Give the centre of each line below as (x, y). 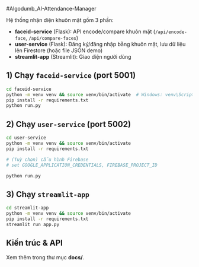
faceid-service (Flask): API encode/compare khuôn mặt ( (85, 31)
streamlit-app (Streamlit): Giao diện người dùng (73, 57)
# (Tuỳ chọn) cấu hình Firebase (47, 160)
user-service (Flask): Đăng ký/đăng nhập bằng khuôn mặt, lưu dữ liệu (100, 44)
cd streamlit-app (28, 208)
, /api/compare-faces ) (52, 38)
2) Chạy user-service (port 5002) (69, 124)
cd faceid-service (29, 89)
